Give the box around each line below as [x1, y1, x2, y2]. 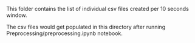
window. [6, 12, 27, 19]
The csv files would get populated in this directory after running [6, 24, 166, 30]
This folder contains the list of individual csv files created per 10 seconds [6, 5, 190, 12]
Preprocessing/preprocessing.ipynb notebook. [6, 30, 123, 37]
